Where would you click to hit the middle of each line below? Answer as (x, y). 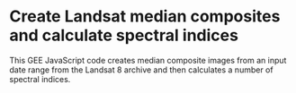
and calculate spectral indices (124, 35)
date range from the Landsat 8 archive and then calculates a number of (141, 70)
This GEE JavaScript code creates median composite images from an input (148, 60)
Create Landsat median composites (145, 17)
